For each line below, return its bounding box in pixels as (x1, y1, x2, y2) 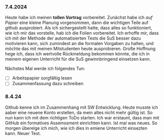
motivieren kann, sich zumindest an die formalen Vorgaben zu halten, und (5, 41, 154, 47)
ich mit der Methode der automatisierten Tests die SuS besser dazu (5, 35, 141, 41)
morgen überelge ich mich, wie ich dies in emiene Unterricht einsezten (5, 125, 148, 131)
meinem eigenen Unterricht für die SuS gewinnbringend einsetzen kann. (5, 56, 151, 62)
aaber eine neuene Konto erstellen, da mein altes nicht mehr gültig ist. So (5, 109, 153, 116)
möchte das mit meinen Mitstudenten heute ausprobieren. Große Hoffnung (5, 46, 156, 52)
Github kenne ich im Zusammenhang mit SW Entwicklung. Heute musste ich (5, 104, 158, 110)
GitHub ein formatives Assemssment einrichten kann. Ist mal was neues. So (5, 120, 158, 126)
